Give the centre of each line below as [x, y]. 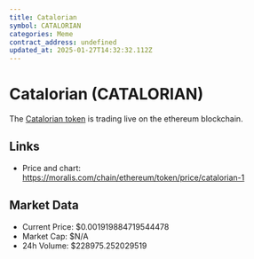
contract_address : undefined [63, 42]
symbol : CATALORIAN [45, 26]
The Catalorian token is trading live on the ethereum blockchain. [126, 119]
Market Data [44, 205]
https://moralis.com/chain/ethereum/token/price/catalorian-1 [133, 177]
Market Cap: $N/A [55, 236]
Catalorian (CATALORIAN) [107, 94]
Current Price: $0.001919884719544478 [95, 226]
